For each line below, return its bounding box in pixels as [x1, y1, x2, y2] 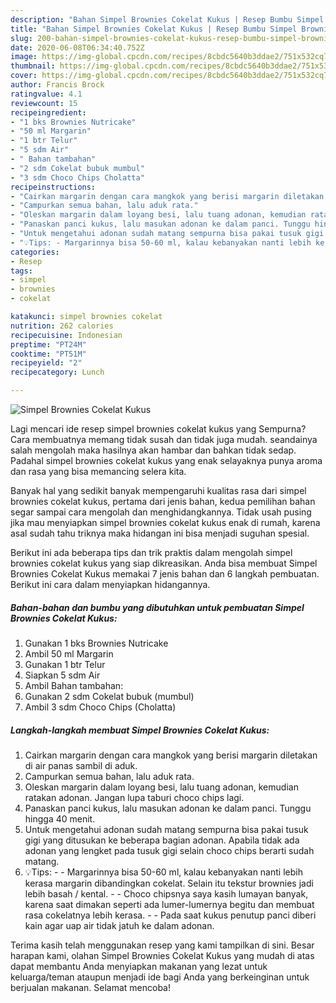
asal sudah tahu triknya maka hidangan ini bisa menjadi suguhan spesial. [10, 527, 310, 539]
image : [10, 52, 38, 62]
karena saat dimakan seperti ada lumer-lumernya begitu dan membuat [24, 898, 315, 910]
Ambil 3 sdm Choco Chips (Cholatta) [24, 701, 177, 713]
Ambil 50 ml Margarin [24, 647, 114, 660]
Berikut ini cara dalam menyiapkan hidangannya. [10, 579, 211, 590]
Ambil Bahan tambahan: [24, 679, 124, 691]
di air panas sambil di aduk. [24, 759, 138, 771]
